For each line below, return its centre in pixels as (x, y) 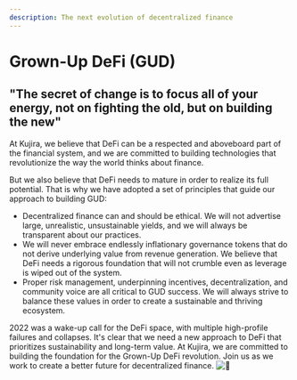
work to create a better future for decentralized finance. (112, 365)
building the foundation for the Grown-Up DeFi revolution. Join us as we (141, 356)
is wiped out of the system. (72, 272)
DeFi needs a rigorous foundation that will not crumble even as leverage (154, 263)
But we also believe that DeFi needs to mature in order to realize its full (139, 180)
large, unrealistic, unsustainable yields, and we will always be (135, 225)
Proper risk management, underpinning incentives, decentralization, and (155, 282)
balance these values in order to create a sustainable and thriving (142, 301)
